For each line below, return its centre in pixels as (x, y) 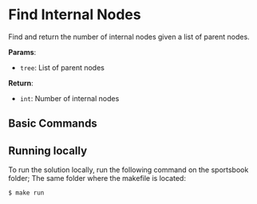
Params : (22, 52)
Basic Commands (53, 124)
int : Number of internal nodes (69, 98)
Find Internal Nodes (75, 15)
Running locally (48, 150)
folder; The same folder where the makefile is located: (97, 178)
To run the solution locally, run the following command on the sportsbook (128, 170)
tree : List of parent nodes (62, 67)
